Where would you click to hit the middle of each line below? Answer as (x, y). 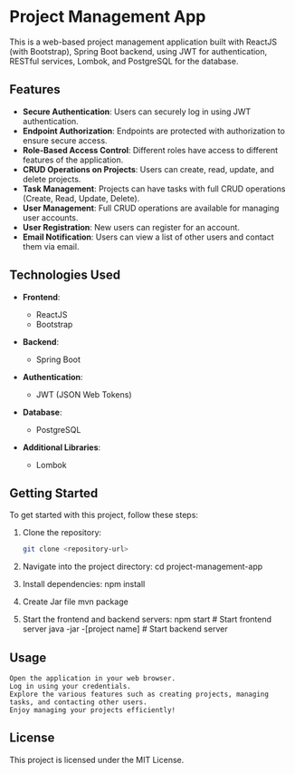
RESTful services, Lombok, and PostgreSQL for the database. (124, 61)
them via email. (51, 246)
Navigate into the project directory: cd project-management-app (143, 567)
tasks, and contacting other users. (78, 702)
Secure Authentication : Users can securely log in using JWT (137, 112)
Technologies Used (65, 275)
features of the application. (73, 160)
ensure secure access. (65, 140)
